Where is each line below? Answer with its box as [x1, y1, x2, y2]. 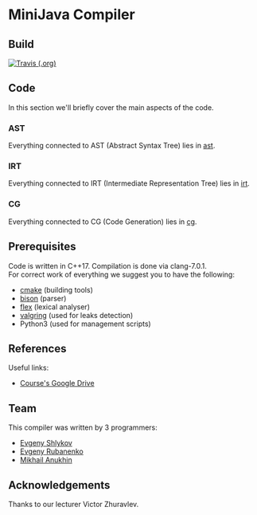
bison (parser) [19, 293, 67, 303]
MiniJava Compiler [8, 6, 135, 24]
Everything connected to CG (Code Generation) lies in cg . [8, 217, 197, 226]
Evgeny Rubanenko [19, 446, 84, 456]
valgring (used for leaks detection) [19, 310, 134, 320]
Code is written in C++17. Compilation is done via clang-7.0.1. [8, 261, 207, 270]
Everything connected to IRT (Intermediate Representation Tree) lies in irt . [8, 179, 251, 188]
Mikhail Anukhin [19, 455, 73, 465]
